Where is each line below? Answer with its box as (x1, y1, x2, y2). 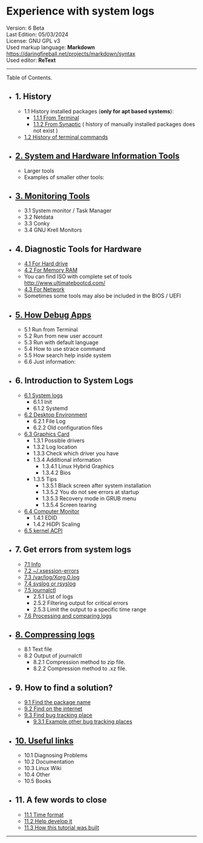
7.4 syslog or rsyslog (24, 580, 76, 587)
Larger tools (24, 167, 54, 174)
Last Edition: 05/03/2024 (6, 30, 69, 38)
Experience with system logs (6, 4, 155, 18)
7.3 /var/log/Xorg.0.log (24, 573, 80, 581)
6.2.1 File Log (33, 417, 66, 425)
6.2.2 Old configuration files (33, 424, 103, 431)
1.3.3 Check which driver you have (33, 450, 119, 457)
